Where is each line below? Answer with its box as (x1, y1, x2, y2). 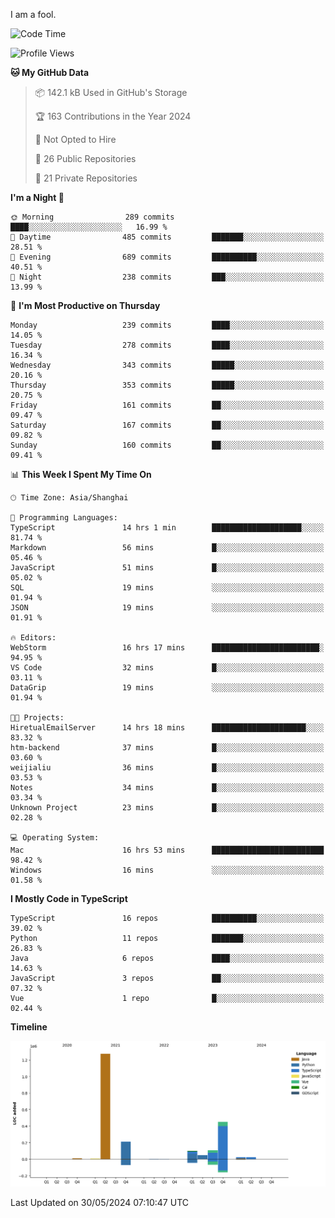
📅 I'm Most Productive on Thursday (10, 300, 161, 311)
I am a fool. (10, 9, 57, 20)
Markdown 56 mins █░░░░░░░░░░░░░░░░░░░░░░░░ (10, 543, 325, 553)
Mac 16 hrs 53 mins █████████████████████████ (10, 845, 325, 855)
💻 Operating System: (10, 833, 100, 843)
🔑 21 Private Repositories (34, 172, 138, 184)
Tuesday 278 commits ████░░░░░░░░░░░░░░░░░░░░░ (10, 340, 325, 350)
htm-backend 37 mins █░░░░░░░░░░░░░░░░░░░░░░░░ (10, 743, 325, 753)
